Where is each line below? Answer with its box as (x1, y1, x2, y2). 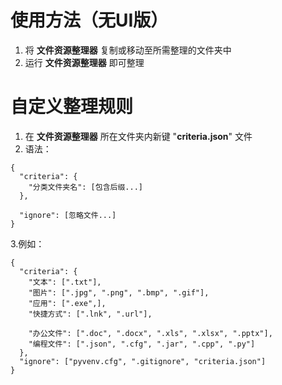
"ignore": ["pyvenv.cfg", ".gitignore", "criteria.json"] (19, 356, 267, 366)
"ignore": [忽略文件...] (19, 210, 117, 220)
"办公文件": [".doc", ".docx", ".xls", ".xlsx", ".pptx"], (28, 328, 273, 338)
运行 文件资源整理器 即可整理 (24, 56, 145, 68)
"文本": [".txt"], (28, 277, 102, 287)
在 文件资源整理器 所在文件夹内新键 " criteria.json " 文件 (24, 130, 253, 142)
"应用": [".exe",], (28, 298, 107, 308)
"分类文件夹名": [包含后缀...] (28, 182, 143, 192)
